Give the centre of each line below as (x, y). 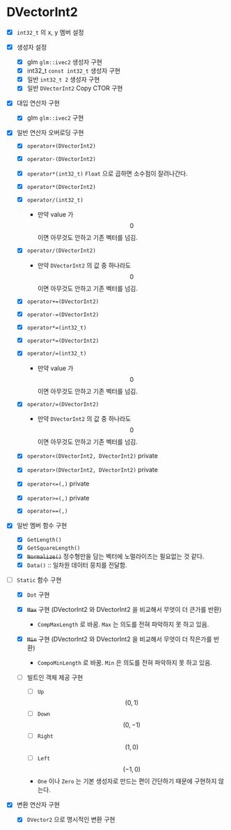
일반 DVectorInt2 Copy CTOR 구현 (75, 89)
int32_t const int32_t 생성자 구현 (74, 71)
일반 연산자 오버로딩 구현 (50, 132)
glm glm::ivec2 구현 (55, 118)
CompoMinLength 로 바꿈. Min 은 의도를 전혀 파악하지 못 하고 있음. (125, 662)
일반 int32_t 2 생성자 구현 (63, 79)
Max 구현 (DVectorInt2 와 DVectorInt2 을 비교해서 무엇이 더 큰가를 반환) (124, 609)
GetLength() (44, 540)
